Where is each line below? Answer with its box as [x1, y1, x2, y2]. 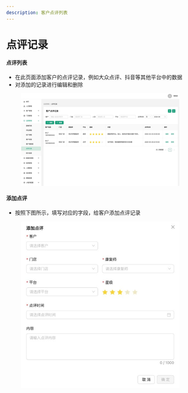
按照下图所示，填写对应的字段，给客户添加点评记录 [14, 209, 141, 216]
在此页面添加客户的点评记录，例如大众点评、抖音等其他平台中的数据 [14, 73, 183, 81]
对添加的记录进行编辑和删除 [14, 81, 84, 88]
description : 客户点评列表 [6, 10, 68, 16]
